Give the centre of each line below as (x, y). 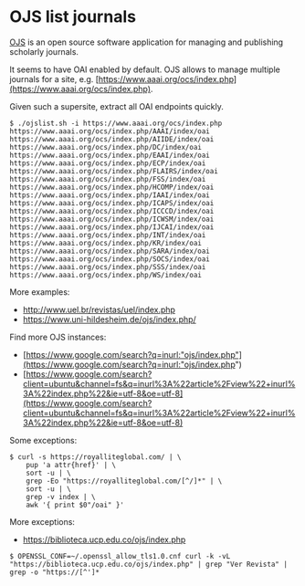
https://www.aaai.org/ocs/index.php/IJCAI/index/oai (112, 227)
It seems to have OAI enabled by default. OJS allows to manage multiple (145, 69)
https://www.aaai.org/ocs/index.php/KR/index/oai (106, 243)
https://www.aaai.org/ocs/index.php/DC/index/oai (106, 147)
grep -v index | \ (61, 497)
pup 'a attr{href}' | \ (71, 465)
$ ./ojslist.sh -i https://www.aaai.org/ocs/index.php (116, 123)
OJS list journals (73, 17)
